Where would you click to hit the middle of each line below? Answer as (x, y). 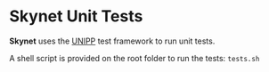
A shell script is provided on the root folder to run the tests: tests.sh (134, 58)
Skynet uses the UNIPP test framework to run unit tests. (112, 41)
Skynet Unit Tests (76, 16)
